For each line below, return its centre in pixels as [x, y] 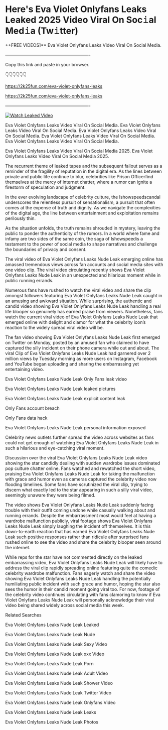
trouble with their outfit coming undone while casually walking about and [80, 510]
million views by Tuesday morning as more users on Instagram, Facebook [81, 358]
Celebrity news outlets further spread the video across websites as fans [79, 437]
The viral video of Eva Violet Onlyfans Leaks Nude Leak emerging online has [84, 259]
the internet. [18, 547]
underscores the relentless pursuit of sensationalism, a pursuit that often [80, 202]
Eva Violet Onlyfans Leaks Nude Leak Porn [49, 663]
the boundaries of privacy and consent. [46, 249]
